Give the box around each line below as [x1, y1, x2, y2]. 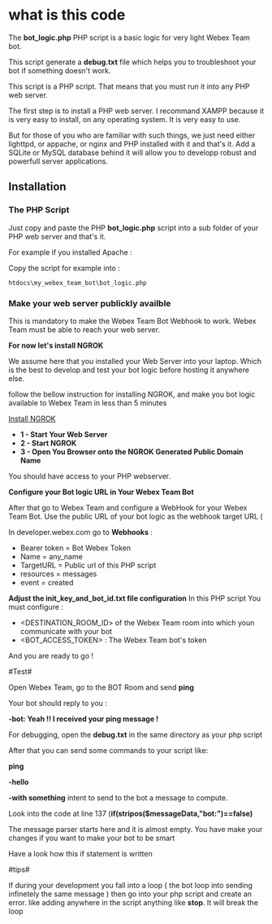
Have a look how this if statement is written [8, 848, 153, 858]
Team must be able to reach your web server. [8, 324, 161, 335]
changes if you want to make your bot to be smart [8, 833, 175, 843]
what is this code [8, 6, 126, 24]
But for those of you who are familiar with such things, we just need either [8, 130, 256, 140]
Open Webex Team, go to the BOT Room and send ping [8, 682, 195, 692]
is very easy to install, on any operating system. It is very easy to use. [8, 114, 241, 124]
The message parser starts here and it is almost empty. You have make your [8, 824, 263, 834]
